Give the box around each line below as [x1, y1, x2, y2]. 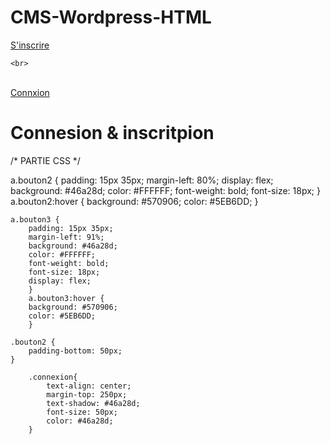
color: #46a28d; [46, 416, 114, 426]
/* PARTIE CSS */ [10, 154, 81, 166]
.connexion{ [28, 372, 78, 382]
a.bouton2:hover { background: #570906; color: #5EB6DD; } [10, 195, 259, 207]
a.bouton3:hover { [28, 293, 105, 303]
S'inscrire [10, 39, 50, 51]
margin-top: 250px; [46, 389, 128, 400]
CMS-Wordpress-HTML [10, 6, 212, 29]
